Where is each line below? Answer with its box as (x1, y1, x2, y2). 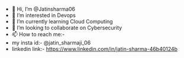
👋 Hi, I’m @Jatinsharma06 (11, 6, 76, 12)
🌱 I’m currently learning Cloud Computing (11, 18, 114, 25)
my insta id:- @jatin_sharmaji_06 (11, 39, 91, 46)
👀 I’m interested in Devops (11, 12, 76, 19)
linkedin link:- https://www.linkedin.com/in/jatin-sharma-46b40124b (11, 46, 178, 52)
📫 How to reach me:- (11, 31, 65, 37)
